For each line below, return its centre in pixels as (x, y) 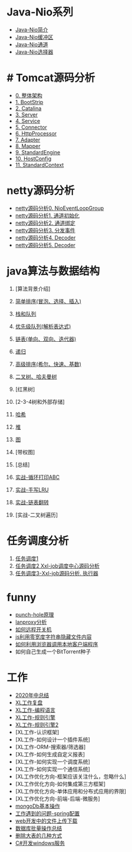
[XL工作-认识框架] (37, 732)
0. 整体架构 (29, 95)
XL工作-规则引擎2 (37, 724)
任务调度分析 (38, 541)
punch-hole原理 (34, 614)
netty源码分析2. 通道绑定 (45, 223)
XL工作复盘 (29, 702)
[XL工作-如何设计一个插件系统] (52, 739)
